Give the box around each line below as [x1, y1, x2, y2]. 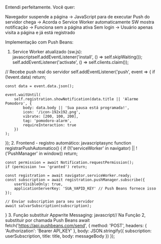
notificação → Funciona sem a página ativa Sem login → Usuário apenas [5, 24, 153, 30]
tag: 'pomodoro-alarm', [23, 118, 72, 123]
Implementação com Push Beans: [5, 39, 74, 45]
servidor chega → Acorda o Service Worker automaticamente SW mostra [5, 19, 155, 25]
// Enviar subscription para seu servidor [5, 199, 94, 204]
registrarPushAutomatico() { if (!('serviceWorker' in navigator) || [5, 146, 135, 151]
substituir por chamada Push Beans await [5, 217, 90, 223]
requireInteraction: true [23, 123, 77, 128]
